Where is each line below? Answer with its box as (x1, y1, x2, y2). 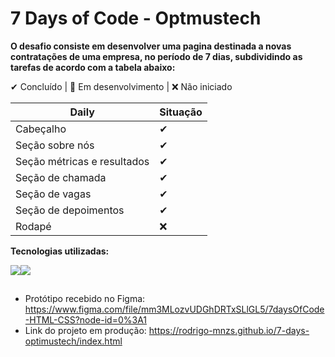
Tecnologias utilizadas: (10, 245, 110, 257)
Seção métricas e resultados (15, 154, 150, 168)
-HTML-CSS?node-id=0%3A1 (24, 314, 148, 326)
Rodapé (15, 219, 52, 233)
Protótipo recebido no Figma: (24, 293, 146, 305)
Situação (159, 105, 203, 119)
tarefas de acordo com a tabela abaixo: (10, 61, 176, 73)
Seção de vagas (15, 187, 92, 201)
